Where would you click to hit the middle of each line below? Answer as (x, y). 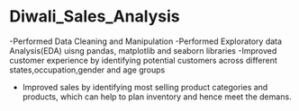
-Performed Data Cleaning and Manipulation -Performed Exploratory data (145, 41)
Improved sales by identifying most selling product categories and (145, 87)
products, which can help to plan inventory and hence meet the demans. (157, 97)
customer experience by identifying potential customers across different (143, 60)
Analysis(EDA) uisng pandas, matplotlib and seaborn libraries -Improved (143, 50)
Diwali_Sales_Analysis (95, 17)
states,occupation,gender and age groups (87, 70)
